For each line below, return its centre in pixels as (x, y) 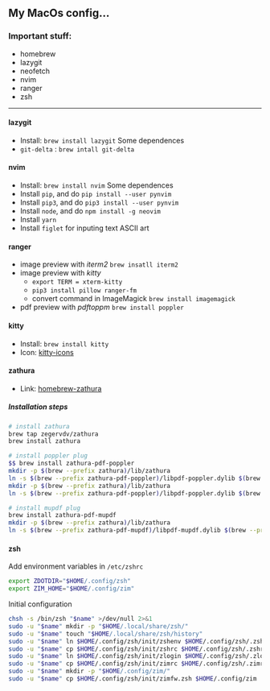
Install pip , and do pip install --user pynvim (96, 194)
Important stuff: (40, 36)
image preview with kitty (61, 273)
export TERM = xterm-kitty (77, 282)
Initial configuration (40, 604)
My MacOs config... (59, 13)
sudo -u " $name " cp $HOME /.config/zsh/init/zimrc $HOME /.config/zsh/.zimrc (138, 664)
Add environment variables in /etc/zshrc (76, 566)
